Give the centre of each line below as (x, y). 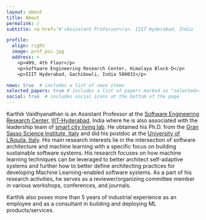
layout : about (25, 12)
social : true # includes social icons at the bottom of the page (93, 97)
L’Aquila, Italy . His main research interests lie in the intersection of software (101, 140)
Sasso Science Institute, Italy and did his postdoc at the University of (93, 133)
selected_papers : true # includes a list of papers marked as (87, 91)
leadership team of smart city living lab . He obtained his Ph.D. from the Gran (103, 127)
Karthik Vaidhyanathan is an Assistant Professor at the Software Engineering (103, 114)
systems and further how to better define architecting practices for (91, 166)
